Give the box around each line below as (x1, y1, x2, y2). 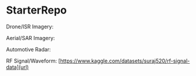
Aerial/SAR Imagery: (6, 34, 55, 41)
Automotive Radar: (6, 45, 51, 53)
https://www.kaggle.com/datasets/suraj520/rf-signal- (60, 57, 190, 64)
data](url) (6, 63, 29, 71)
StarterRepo (6, 4, 67, 17)
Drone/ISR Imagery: (6, 23, 54, 30)
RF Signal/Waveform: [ (6, 57, 60, 64)
